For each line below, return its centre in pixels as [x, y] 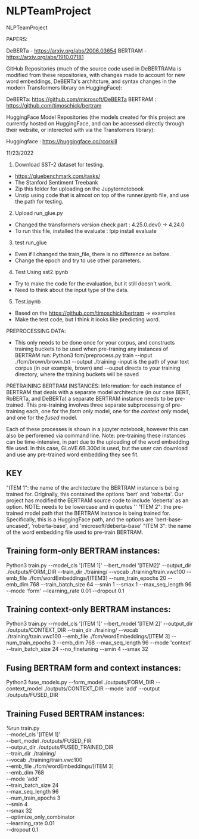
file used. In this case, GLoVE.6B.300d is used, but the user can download [97, 448]
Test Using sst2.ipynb [41, 272]
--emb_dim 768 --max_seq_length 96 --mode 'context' [125, 643]
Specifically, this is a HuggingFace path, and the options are [80, 519]
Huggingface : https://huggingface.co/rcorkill [62, 141]
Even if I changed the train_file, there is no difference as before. [93, 254]
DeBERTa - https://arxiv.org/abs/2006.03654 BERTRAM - [77, 50]
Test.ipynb [28, 301]
